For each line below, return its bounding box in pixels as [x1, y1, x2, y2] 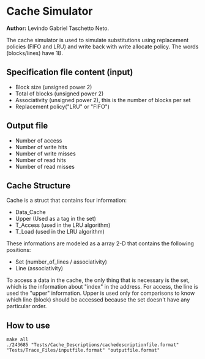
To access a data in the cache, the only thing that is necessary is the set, [6, 276, 190, 284]
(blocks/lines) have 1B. [6, 49, 63, 56]
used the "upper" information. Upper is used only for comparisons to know [6, 289, 195, 297]
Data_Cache [15, 209, 46, 216]
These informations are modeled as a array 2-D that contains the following [6, 240, 195, 247]
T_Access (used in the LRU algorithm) [15, 221, 111, 229]
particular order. [6, 303, 47, 310]
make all [6, 336, 29, 343]
